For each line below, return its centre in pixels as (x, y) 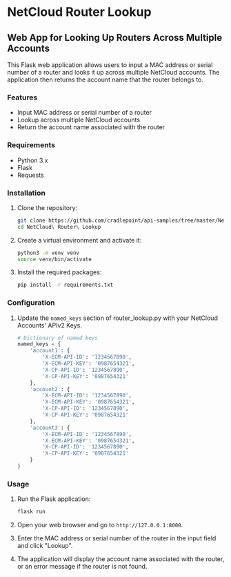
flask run (31, 512)
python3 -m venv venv (48, 253)
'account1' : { (50, 351)
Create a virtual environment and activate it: (79, 240)
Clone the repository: (47, 207)
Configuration (31, 303)
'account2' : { (50, 389)
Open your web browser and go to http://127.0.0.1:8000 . (100, 525)
